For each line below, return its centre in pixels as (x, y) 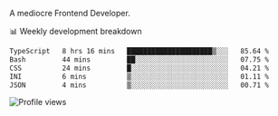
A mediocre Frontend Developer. (70, 13)
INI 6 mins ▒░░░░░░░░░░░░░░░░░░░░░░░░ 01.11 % (139, 76)
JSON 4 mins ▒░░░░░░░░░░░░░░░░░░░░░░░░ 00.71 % (139, 85)
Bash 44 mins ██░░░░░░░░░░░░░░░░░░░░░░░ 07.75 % (139, 59)
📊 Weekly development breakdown (76, 31)
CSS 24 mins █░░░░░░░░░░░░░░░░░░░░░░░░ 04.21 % (139, 68)
